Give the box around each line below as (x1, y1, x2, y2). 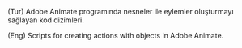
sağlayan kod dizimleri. (7, 15, 84, 25)
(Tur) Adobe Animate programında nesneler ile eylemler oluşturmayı (7, 7, 234, 16)
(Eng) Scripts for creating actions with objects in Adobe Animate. (7, 31, 224, 40)
